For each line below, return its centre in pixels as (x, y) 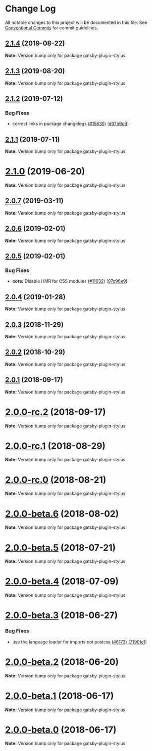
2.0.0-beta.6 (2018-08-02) (62, 514)
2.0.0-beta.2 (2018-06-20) (62, 662)
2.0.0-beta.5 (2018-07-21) (60, 548)
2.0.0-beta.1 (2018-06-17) (59, 696)
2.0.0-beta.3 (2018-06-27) (61, 615)
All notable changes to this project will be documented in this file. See (76, 22)
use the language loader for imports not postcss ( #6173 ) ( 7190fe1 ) (79, 642)
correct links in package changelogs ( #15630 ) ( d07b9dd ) (71, 124)
